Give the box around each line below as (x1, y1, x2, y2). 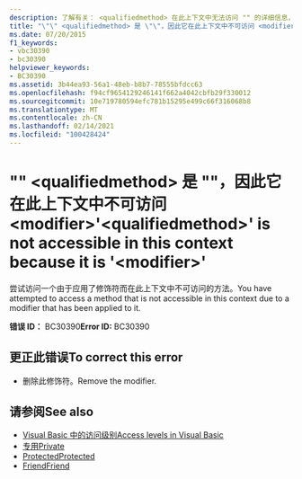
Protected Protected (22, 451, 96, 462)
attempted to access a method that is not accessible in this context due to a (9, 293, 290, 304)
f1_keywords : (9, 38, 58, 48)
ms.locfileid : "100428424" (9, 130, 111, 139)
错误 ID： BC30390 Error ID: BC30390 (9, 321, 150, 332)
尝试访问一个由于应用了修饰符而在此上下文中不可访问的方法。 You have (9, 282, 272, 293)
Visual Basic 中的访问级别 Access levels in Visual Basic (22, 430, 225, 440)
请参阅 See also (9, 404, 94, 420)
